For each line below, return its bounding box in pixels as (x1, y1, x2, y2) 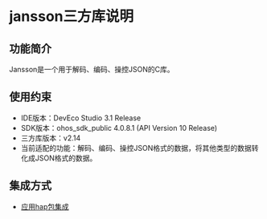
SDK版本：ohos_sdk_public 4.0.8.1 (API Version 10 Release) (20, 123, 218, 132)
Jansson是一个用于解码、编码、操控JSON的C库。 (9, 65, 175, 74)
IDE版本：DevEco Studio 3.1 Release (20, 113, 142, 123)
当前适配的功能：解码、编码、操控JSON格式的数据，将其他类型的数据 (20, 143, 253, 152)
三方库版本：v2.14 (20, 133, 81, 143)
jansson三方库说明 (9, 7, 134, 26)
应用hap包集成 (20, 201, 69, 211)
